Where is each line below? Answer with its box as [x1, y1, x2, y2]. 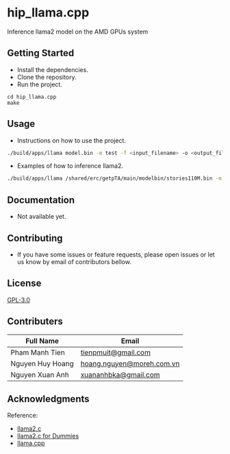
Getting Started [7, 47, 75, 59]
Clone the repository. [16, 73, 77, 81]
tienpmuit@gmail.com [80, 348, 151, 357]
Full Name [25, 336, 60, 346]
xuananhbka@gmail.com [80, 370, 160, 379]
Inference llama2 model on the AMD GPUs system [7, 27, 149, 36]
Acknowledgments [7, 393, 90, 405]
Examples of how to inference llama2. [16, 162, 124, 170]
